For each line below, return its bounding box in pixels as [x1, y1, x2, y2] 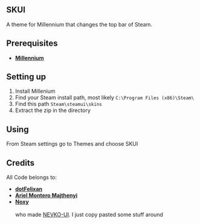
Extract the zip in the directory [15, 107, 91, 114]
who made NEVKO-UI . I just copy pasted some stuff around [15, 211, 163, 219]
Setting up [6, 72, 47, 82]
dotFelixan [15, 185, 43, 193]
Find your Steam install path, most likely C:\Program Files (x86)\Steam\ [15, 94, 195, 101]
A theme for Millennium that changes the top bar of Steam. [6, 20, 152, 28]
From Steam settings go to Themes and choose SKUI [6, 140, 138, 148]
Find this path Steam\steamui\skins [15, 101, 103, 108]
